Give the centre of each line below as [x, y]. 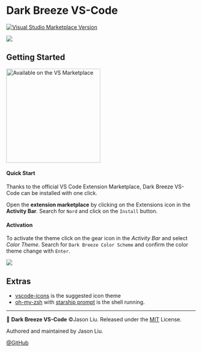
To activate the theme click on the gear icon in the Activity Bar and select [97, 238]
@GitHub [17, 342]
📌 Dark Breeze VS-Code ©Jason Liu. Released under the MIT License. [94, 319]
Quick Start [21, 173]
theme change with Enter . [38, 251]
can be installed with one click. [59, 193]
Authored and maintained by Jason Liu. [55, 331]
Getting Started [36, 57]
